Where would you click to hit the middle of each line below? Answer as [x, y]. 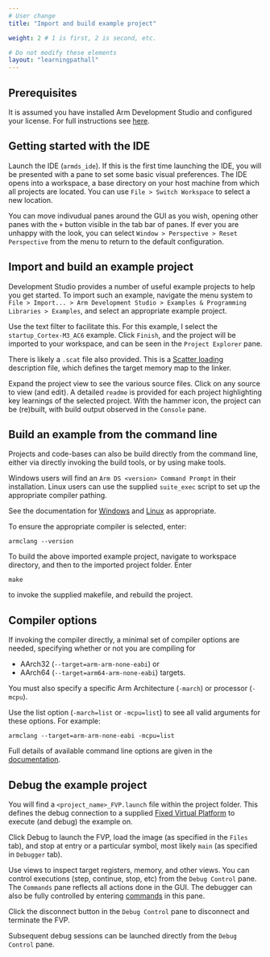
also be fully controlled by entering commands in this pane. [107, 896]
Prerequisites [43, 93]
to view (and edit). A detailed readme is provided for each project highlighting [135, 392]
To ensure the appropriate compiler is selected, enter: [98, 527]
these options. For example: [54, 721]
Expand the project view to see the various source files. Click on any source [134, 383]
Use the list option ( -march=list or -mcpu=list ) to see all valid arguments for [134, 713]
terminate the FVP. [39, 920]
